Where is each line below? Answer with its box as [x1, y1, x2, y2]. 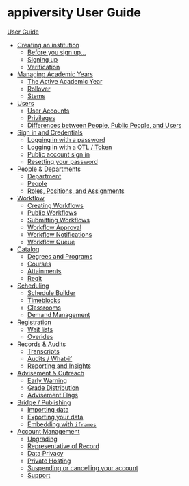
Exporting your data [27, 413, 84, 421]
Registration [16, 318, 51, 326]
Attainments [27, 266, 62, 275]
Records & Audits [16, 340, 66, 348]
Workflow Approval [27, 223, 82, 231]
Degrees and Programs [27, 252, 93, 260]
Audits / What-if [27, 354, 73, 362]
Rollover [27, 84, 51, 93]
